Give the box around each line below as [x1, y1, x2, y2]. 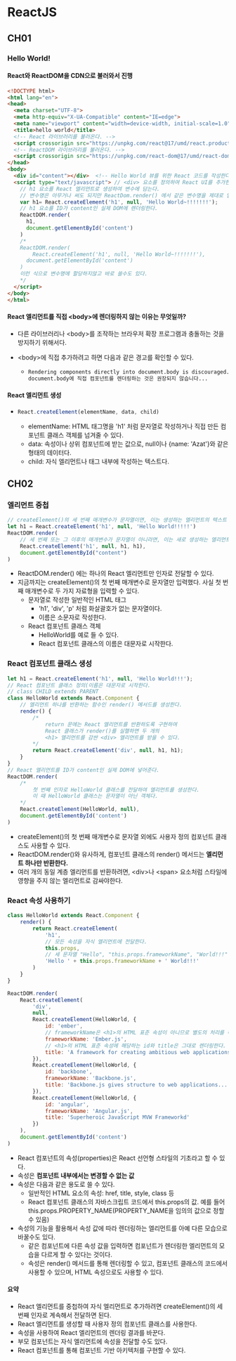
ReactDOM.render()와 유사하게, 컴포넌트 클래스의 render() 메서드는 [17, 850, 205, 858]
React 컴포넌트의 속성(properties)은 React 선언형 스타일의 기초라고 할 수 [17, 1153, 218, 1162]
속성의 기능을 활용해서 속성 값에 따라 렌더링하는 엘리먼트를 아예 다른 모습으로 [17, 1223, 228, 1232]
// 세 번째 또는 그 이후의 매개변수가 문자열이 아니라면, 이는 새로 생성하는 [20, 536, 209, 543]
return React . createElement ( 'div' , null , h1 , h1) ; [32, 747, 184, 754]
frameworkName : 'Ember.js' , [44, 1035, 128, 1043]
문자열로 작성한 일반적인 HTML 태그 [27, 596, 126, 604]
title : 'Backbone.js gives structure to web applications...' [44, 1081, 231, 1089]
